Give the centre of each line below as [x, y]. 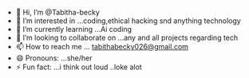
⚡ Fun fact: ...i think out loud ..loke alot [79, 67]
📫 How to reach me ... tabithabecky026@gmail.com [102, 47]
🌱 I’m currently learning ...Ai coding [74, 29]
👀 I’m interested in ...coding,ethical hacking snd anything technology [128, 21]
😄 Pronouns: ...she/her [54, 58]
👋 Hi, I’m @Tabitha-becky [57, 12]
